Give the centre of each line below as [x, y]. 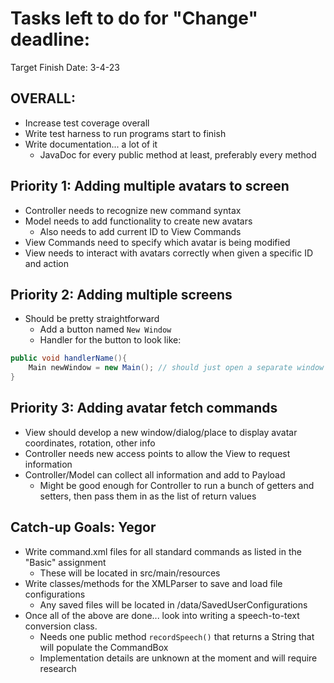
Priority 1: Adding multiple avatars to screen [150, 186]
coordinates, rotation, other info [90, 443]
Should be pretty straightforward [92, 319]
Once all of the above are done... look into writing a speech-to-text [162, 615]
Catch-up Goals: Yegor [83, 527]
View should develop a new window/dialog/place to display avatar [161, 432]
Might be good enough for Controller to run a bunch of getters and [177, 485]
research [58, 668]
